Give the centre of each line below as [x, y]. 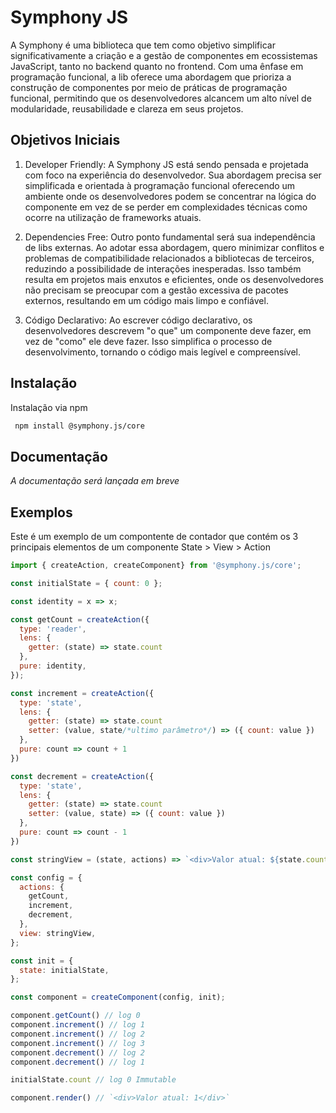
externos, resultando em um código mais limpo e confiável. [146, 300]
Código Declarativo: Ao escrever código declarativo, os [138, 320]
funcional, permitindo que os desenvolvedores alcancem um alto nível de [161, 98]
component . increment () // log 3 [77, 1043]
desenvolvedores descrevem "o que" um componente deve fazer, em [168, 330]
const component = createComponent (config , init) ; [118, 997]
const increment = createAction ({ [82, 693]
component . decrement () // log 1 [77, 1062]
